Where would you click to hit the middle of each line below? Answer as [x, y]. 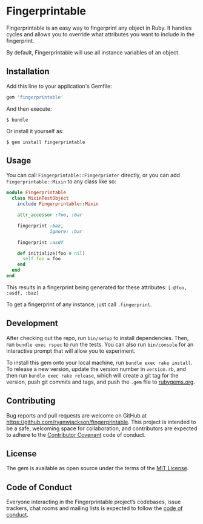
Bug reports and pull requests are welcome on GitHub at [77, 415]
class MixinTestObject [40, 198]
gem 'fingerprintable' [35, 97]
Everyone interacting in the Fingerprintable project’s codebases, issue [94, 502]
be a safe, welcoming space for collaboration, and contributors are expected [102, 428]
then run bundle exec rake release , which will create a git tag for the [92, 375]
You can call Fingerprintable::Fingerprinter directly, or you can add [93, 175]
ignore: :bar [66, 231]
